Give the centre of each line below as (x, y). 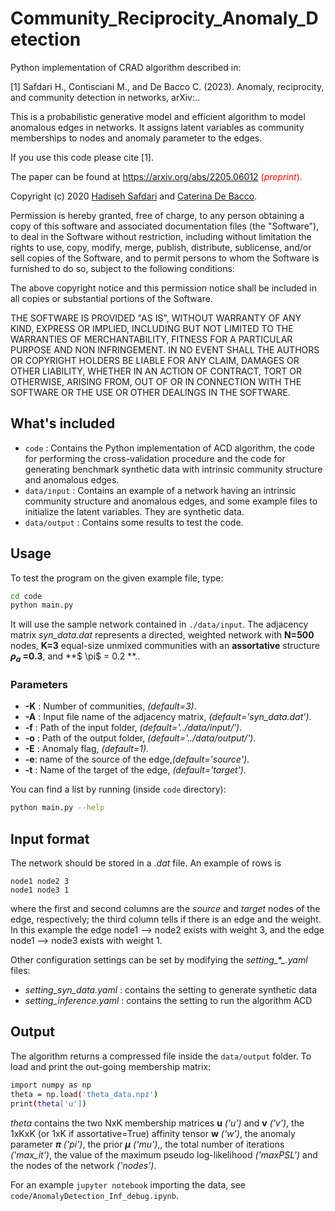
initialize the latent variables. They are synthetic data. (134, 511)
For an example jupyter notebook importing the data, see (128, 1184)
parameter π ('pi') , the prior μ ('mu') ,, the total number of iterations (147, 1144)
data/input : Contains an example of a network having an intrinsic (160, 490)
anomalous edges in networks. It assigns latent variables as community (157, 127)
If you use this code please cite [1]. (82, 157)
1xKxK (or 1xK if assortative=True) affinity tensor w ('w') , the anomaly (153, 1133)
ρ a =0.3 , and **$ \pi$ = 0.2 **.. (75, 657)
